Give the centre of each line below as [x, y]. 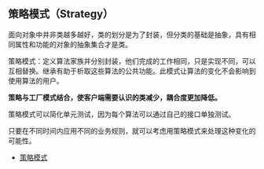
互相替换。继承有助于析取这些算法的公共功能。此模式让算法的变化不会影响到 [132, 71]
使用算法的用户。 [36, 80]
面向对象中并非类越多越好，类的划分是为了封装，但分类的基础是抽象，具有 [128, 35]
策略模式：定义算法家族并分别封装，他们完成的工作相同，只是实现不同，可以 [132, 61]
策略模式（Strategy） [61, 14]
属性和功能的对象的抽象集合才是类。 [73, 44]
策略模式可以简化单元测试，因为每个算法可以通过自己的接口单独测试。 [122, 114]
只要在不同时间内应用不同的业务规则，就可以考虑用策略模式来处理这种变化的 [132, 130]
